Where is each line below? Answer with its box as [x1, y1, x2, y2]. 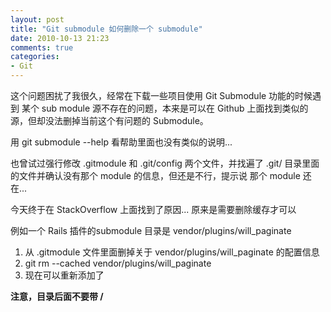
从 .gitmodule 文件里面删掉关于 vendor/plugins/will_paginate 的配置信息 [24, 246, 320, 258]
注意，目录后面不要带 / [10, 291, 104, 302]
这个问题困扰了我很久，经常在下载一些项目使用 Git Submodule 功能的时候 [10, 90, 313, 101]
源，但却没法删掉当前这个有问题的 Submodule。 [10, 115, 209, 126]
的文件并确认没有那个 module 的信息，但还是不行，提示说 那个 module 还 [10, 170, 312, 181]
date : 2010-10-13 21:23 [10, 33, 110, 43]
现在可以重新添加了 [24, 269, 105, 281]
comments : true [10, 42, 74, 53]
